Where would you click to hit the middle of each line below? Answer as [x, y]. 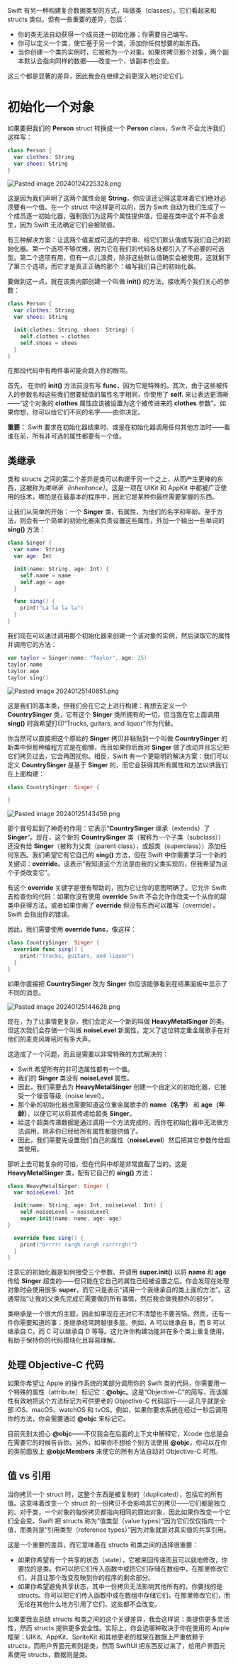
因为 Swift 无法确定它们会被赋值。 [69, 225]
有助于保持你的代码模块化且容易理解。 [63, 1341]
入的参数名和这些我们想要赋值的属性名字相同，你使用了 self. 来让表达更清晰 [118, 395]
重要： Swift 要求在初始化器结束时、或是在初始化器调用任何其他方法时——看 [119, 427]
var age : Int [33, 556]
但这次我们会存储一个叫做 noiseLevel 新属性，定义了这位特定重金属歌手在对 [119, 1030]
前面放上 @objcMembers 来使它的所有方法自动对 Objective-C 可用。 [120, 1452]
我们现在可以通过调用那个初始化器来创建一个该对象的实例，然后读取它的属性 [119, 636]
